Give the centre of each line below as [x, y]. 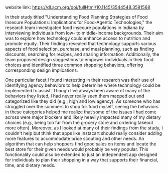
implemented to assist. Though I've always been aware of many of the [78, 91]
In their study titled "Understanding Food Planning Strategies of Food [76, 17]
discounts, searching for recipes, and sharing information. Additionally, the [82, 54]
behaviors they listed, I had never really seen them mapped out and [75, 96]
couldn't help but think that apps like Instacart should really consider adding [83, 133]
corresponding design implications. [42, 70]
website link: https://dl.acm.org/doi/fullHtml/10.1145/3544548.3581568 [78, 7]
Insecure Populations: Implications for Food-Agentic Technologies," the [79, 22]
